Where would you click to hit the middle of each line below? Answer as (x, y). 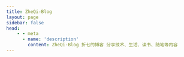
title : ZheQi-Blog (29, 12)
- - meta (28, 34)
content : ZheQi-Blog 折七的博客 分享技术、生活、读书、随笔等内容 (103, 45)
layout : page (22, 17)
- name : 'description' (50, 39)
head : (13, 28)
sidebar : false (25, 23)
